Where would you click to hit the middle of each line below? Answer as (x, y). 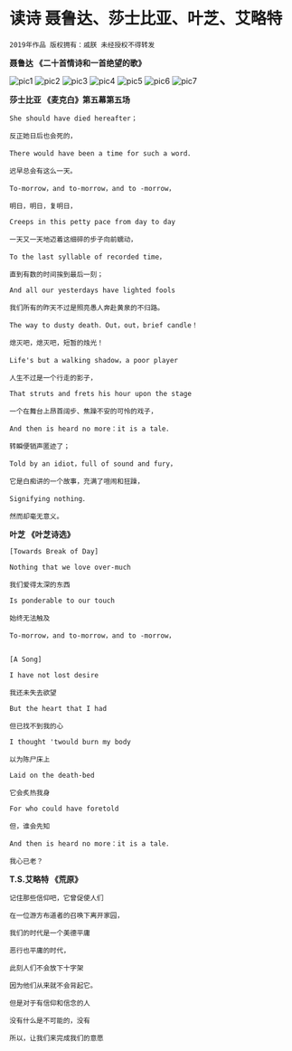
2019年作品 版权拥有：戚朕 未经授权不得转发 (82, 45)
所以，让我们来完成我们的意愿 (57, 1038)
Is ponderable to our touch (62, 601)
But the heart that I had (58, 708)
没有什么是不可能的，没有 (50, 1020)
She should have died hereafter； (74, 118)
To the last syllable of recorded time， (88, 257)
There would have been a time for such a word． (102, 153)
